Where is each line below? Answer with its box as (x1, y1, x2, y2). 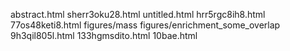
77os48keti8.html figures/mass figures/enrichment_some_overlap (10, 19, 281, 31)
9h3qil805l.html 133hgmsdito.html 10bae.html (10, 30, 198, 41)
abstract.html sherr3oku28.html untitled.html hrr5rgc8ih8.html (10, 9, 266, 20)
